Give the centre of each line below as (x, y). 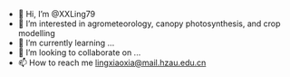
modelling (37, 33)
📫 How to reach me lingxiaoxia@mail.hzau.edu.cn (112, 63)
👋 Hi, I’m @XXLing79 (57, 14)
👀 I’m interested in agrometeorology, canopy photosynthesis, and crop (149, 24)
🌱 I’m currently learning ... (66, 43)
